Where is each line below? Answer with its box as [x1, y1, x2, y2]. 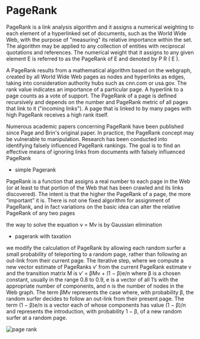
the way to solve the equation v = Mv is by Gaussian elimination [6, 221, 162, 228]
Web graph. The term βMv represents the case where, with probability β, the [6, 288, 194, 296]
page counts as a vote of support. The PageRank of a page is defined [6, 92, 177, 99]
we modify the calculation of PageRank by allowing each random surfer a [6, 244, 186, 251]
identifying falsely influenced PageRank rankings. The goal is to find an [6, 142, 180, 149]
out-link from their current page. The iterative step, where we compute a [6, 256, 184, 264]
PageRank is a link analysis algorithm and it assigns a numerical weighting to [6, 23, 194, 30]
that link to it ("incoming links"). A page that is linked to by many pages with [6, 105, 192, 112]
